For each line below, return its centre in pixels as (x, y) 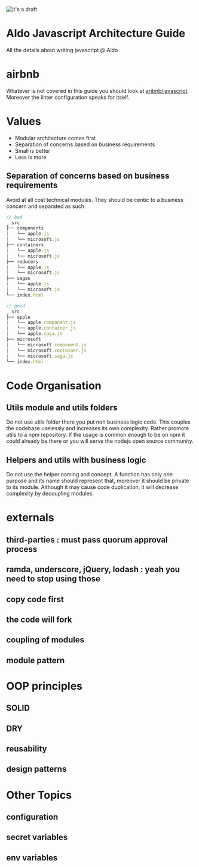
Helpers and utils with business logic (76, 460)
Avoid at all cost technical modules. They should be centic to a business (95, 200)
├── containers (25, 245)
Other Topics (39, 795)
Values (24, 121)
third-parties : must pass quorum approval (87, 540)
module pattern (36, 660)
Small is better (33, 150)
